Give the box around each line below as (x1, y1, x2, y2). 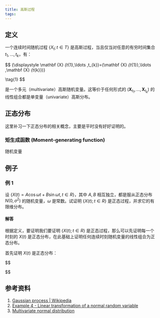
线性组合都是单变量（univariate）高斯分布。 (5, 94, 93, 100)
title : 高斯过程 (5, 7, 35, 12)
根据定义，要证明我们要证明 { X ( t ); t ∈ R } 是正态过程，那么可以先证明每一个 (5, 227, 154, 233)
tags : (5, 12, 16, 16)
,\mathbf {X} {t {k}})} (5, 67, 46, 73)
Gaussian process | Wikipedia (12, 297, 72, 303)
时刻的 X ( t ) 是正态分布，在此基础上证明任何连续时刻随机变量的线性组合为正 (5, 233, 155, 240)
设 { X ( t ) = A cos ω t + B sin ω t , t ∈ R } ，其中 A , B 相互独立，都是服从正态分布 (5, 192, 153, 197)
